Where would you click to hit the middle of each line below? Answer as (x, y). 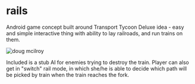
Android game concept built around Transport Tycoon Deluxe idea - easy (95, 27)
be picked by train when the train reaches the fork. (68, 75)
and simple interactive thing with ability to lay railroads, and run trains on (95, 33)
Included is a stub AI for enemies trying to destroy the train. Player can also (97, 62)
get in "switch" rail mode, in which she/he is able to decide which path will (97, 68)
